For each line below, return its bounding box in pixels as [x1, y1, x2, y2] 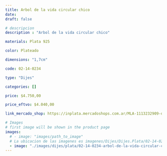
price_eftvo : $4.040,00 [5, 102, 55, 107]
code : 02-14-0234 [5, 66, 41, 71]
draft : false [5, 16, 32, 21]
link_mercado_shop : [5, 111, 46, 116]
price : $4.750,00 [5, 93, 41, 98]
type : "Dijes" [5, 75, 35, 80]
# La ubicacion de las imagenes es [9, 139, 83, 144]
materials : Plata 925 [5, 39, 50, 44]
